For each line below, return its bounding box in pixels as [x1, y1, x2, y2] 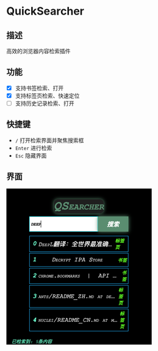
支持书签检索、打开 [15, 84, 64, 92]
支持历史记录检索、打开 [15, 100, 74, 107]
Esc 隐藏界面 [15, 151, 47, 159]
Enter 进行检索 [15, 144, 52, 151]
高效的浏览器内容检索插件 [6, 48, 71, 54]
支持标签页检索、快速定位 [15, 92, 80, 99]
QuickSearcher [6, 4, 84, 18]
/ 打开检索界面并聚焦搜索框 [15, 136, 84, 144]
